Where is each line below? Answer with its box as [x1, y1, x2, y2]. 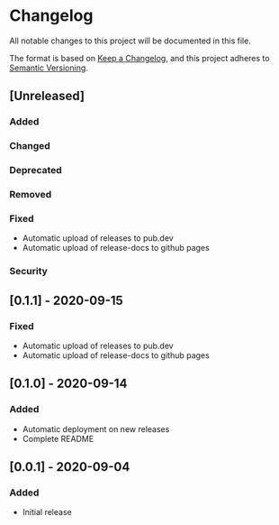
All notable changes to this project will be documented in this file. [9, 35, 252, 46]
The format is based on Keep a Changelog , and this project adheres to [9, 52, 270, 63]
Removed [9, 189, 52, 201]
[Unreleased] [9, 88, 85, 104]
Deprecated [9, 164, 63, 177]
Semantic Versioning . [9, 62, 88, 73]
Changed [9, 140, 51, 152]
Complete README [22, 433, 94, 444]
